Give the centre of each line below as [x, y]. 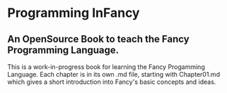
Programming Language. [63, 50]
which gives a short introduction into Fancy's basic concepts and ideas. [112, 82]
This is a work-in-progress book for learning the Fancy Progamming [106, 67]
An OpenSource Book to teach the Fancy [98, 39]
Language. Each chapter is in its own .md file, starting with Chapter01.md [114, 74]
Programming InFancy [74, 13]
